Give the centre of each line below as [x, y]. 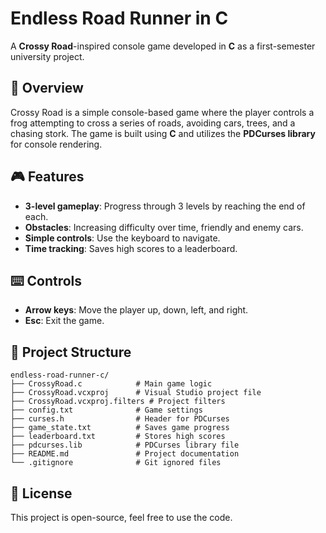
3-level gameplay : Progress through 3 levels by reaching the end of [165, 206]
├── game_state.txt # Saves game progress [120, 428]
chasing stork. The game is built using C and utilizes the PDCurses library [163, 133]
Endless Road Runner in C [119, 18]
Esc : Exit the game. [64, 321]
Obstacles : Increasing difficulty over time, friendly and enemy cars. [164, 227]
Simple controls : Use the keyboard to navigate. [122, 238]
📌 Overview [47, 88]
